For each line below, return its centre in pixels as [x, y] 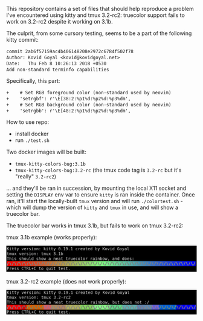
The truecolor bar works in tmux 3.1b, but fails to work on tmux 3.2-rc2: [95, 225]
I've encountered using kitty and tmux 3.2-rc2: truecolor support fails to [96, 15]
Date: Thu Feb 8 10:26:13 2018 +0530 [56, 63]
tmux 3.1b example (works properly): [52, 237]
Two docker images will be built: [46, 152]
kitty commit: [23, 40]
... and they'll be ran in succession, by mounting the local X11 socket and [96, 188]
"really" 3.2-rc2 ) [35, 177]
